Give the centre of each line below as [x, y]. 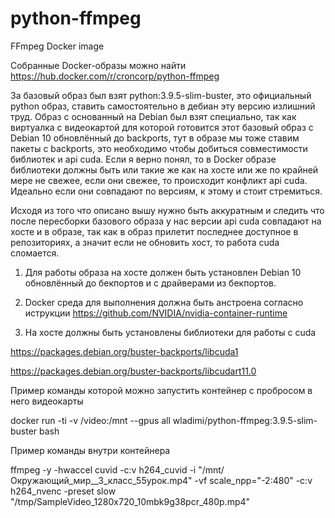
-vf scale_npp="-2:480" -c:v [253, 480]
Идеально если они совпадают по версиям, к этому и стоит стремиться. [166, 191]
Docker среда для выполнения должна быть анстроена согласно [164, 302]
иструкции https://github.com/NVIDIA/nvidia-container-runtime [156, 313]
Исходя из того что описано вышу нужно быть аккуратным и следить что [167, 210]
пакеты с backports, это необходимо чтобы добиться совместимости [159, 148]
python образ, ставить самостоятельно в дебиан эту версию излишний [163, 106]
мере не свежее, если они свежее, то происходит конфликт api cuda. [159, 180]
